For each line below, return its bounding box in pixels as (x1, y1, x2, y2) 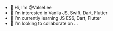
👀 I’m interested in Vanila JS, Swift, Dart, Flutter (10, 10, 108, 16)
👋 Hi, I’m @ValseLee (10, 5, 52, 10)
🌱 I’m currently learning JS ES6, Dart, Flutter (10, 15, 101, 21)
